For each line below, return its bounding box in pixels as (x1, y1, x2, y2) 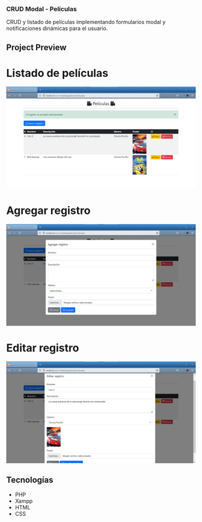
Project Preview (6, 42, 67, 52)
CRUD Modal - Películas (6, 5, 77, 13)
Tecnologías (6, 475, 54, 485)
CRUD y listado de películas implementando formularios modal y (6, 19, 166, 26)
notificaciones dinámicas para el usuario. (6, 25, 108, 32)
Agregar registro (6, 204, 91, 217)
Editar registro (6, 341, 79, 355)
